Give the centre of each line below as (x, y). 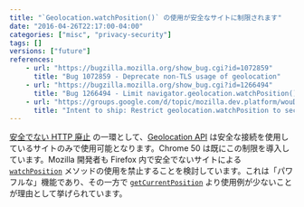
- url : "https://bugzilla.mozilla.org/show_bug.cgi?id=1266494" (149, 85)
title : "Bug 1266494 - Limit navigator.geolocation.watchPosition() (165, 93)
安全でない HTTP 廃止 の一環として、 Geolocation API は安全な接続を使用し (149, 137)
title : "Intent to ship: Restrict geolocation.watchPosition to (157, 110)
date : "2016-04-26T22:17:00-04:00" (76, 26)
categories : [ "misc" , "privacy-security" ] (90, 34)
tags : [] (26, 43)
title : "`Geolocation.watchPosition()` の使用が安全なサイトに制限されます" (146, 18)
